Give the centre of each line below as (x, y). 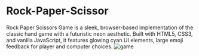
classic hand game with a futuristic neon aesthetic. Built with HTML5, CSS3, (99, 33)
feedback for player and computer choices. (59, 46)
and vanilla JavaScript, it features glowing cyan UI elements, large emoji (95, 40)
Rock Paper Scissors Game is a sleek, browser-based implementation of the (100, 27)
